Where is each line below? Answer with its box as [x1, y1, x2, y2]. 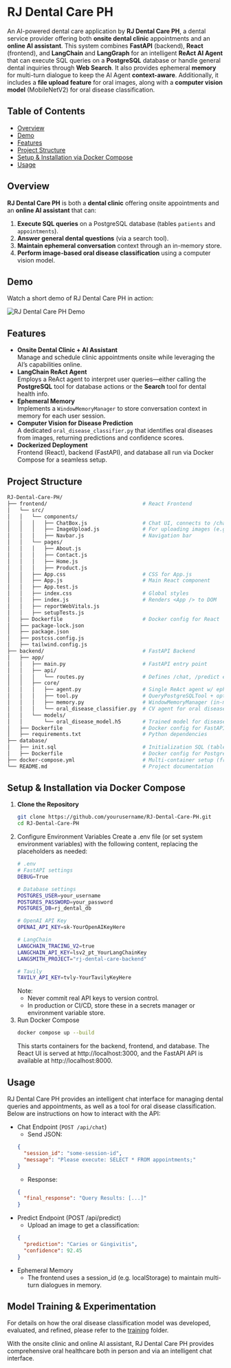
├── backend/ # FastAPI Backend [7, 648, 195, 655]
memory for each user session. [16, 411, 106, 420]
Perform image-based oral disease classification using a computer [16, 249, 211, 257]
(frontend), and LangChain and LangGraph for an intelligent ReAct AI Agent [7, 49, 223, 57]
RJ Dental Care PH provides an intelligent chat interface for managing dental [7, 1095, 223, 1103]
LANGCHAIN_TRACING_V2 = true [16, 942, 95, 950]
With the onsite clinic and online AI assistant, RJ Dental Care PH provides [7, 1340, 214, 1348]
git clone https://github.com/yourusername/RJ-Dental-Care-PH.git [16, 814, 212, 821]
